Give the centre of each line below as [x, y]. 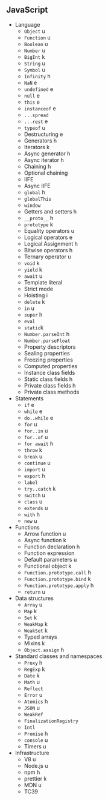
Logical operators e [48, 237]
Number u [34, 50]
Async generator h [47, 153]
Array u [33, 604]
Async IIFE [37, 186]
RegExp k [34, 669]
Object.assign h [44, 650]
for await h [39, 443]
